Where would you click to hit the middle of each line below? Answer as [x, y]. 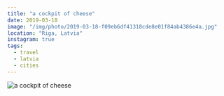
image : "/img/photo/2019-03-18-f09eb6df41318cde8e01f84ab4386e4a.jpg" [112, 26]
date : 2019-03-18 [33, 20]
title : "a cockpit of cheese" [51, 14]
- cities [26, 65]
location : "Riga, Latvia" [45, 33]
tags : [15, 46]
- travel [26, 53]
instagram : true [31, 40]
